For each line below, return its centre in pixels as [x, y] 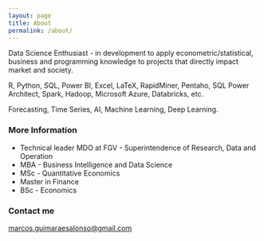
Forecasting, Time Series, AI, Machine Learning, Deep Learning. [113, 109]
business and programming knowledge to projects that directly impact [124, 61]
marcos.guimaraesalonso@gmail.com [70, 227]
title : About [30, 23]
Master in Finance [49, 181]
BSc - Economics [48, 190]
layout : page [30, 16]
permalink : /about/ [41, 30]
